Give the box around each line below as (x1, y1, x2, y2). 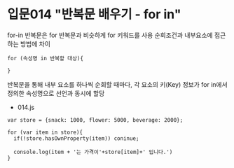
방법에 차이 (20, 39, 51, 48)
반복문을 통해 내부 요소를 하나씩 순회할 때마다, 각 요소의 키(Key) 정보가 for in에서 (7, 80, 228, 88)
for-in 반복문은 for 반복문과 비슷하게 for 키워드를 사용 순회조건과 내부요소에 (7, 31, 213, 39)
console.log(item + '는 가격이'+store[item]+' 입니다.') (13, 148, 173, 155)
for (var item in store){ (7, 129, 83, 136)
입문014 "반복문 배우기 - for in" (7, 6, 181, 22)
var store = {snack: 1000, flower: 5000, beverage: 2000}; (7, 116, 184, 123)
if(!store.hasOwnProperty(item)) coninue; (13, 134, 139, 142)
